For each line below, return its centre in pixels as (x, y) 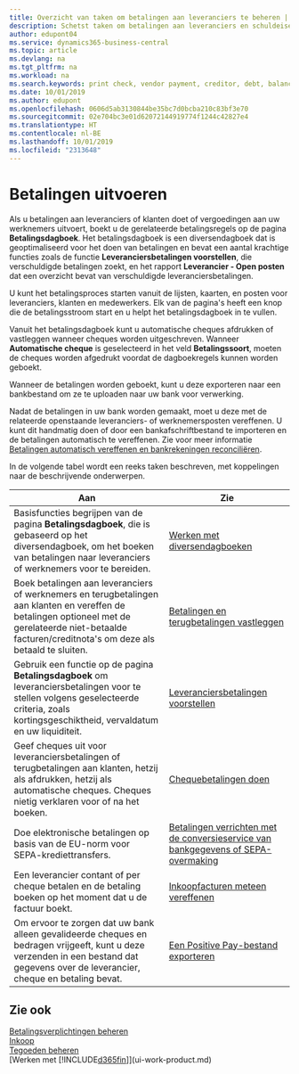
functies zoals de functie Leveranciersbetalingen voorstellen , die (131, 257)
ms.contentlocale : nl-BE (55, 134)
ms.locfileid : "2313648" (55, 150)
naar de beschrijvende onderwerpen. (77, 476)
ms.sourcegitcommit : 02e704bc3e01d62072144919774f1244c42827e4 (129, 117)
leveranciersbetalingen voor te (77, 686)
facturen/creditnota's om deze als (85, 638)
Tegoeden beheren (44, 1050)
